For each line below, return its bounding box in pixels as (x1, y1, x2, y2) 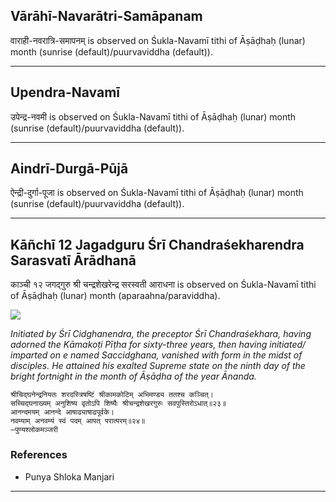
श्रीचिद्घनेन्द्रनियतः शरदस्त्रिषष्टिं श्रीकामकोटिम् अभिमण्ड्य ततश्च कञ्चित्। (10, 390, 214, 400)
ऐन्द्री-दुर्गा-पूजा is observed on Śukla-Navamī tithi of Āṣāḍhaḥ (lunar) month (10, 187, 304, 199)
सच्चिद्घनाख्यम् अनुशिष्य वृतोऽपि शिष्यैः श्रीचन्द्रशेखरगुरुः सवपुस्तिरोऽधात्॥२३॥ (10, 399, 227, 409)
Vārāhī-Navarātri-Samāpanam (10, 8, 203, 25)
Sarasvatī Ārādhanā (10, 252, 137, 269)
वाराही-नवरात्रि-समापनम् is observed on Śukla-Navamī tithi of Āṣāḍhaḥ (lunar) (10, 34, 306, 46)
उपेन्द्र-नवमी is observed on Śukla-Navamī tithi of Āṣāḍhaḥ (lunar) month (10, 110, 297, 123)
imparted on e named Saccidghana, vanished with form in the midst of (10, 349, 303, 361)
